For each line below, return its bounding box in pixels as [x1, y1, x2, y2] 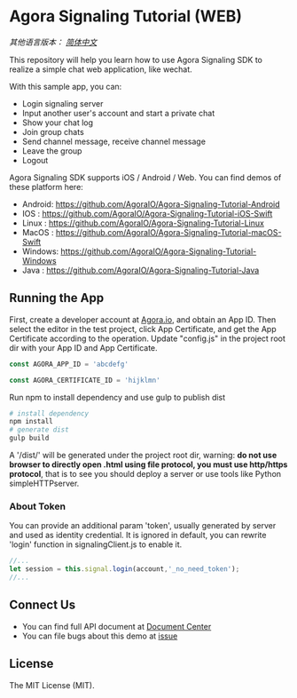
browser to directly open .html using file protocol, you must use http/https [9, 459, 288, 470]
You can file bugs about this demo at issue [21, 631, 178, 641]
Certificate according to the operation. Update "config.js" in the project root [9, 333, 286, 344]
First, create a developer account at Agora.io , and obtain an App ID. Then [9, 313, 277, 325]
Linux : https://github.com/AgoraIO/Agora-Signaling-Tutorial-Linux [21, 218, 264, 228]
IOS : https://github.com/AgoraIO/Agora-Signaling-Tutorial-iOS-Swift [21, 208, 273, 218]
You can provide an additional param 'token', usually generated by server [9, 520, 277, 531]
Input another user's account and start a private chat [21, 107, 215, 118]
